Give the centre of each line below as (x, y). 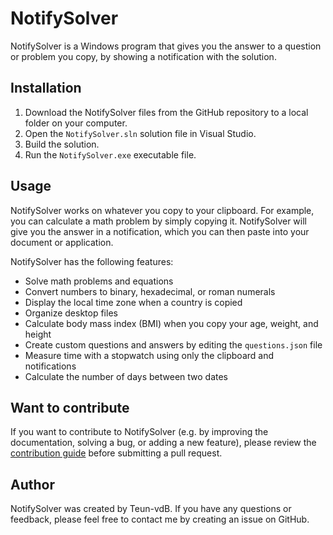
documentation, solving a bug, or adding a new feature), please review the (163, 443)
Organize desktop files (71, 313)
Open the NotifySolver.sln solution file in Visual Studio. (140, 133)
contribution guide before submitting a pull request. (116, 453)
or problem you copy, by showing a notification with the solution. (143, 56)
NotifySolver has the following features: (92, 261)
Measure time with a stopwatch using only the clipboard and (149, 355)
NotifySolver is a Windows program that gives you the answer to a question (166, 46)
